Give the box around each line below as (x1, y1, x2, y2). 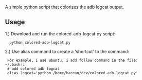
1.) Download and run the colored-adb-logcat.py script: (5, 31, 116, 37)
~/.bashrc (5, 62, 25, 67)
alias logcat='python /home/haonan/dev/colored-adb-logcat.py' (7, 70, 138, 75)
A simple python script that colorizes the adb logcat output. (5, 4, 124, 10)
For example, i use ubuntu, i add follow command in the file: (7, 58, 138, 63)
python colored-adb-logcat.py (9, 40, 71, 45)
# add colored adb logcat (7, 66, 60, 71)
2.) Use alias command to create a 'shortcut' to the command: (5, 48, 129, 54)
